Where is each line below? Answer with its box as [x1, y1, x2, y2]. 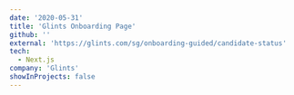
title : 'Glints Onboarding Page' [9, 22, 137, 31]
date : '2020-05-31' [9, 13, 84, 23]
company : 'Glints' [9, 64, 79, 73]
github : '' [9, 30, 51, 39]
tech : [9, 47, 30, 56]
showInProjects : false [9, 72, 96, 81]
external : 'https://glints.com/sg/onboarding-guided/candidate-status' [9, 38, 287, 48]
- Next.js [17, 55, 55, 64]
